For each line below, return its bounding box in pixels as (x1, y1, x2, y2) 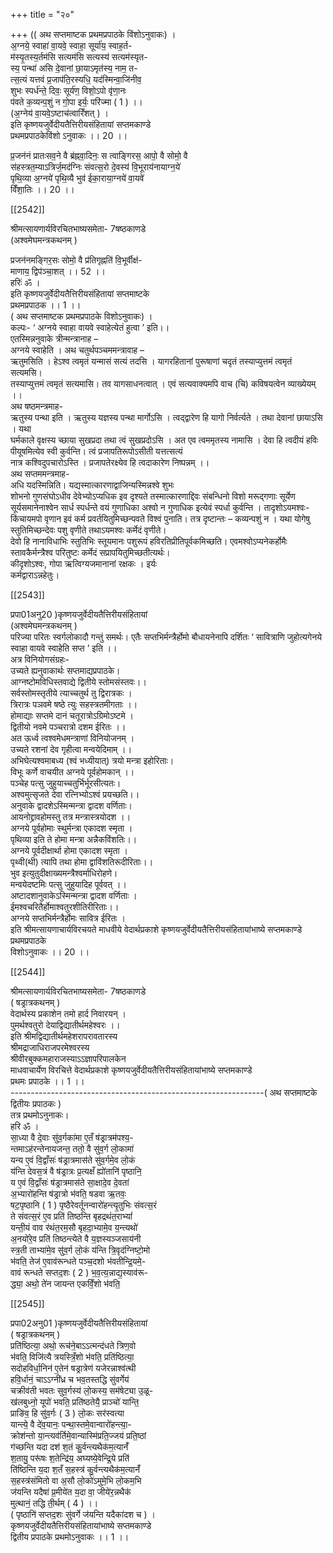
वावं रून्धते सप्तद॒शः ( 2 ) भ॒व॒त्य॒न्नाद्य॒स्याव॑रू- (10, 1267, 149, 1278)
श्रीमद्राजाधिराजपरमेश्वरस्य (10, 1042, 90, 1053)
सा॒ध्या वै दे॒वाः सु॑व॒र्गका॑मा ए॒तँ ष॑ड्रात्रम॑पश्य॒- (10, 1132, 134, 1143)
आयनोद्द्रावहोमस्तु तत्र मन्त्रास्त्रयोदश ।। (10, 811, 132, 823)
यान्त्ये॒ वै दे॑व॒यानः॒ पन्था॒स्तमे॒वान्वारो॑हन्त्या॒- (10, 1419, 132, 1430)
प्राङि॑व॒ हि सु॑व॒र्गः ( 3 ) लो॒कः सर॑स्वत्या (10, 1407, 125, 1419)
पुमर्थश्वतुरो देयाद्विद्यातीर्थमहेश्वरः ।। (10, 1019, 121, 1031)
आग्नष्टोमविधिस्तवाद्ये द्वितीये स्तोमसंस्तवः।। (10, 676, 147, 688)
